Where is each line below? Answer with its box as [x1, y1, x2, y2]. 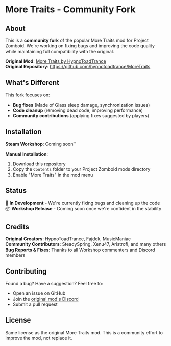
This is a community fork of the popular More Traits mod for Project [5, 37, 149, 43]
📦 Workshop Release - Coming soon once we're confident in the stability [5, 206, 162, 212]
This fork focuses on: [5, 92, 50, 98]
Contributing [5, 267, 47, 276]
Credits [5, 222, 30, 231]
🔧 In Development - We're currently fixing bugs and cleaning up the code [5, 200, 160, 206]
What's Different [5, 78, 60, 87]
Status [5, 186, 27, 195]
